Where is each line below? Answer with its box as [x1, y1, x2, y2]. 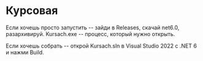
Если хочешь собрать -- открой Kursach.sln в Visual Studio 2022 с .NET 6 [6, 42, 197, 49]
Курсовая [6, 4, 58, 18]
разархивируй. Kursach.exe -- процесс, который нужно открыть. [6, 30, 175, 37]
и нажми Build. [6, 48, 44, 56]
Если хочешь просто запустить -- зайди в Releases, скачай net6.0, [6, 24, 180, 31]
